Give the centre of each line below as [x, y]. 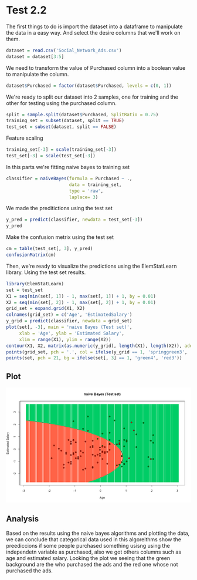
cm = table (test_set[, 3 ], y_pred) [50, 249]
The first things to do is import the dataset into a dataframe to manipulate [94, 26]
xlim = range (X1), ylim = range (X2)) [65, 339]
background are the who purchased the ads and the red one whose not [92, 564]
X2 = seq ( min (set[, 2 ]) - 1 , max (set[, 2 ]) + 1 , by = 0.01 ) [81, 302]
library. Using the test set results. [46, 272]
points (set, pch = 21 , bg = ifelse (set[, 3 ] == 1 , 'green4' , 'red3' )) [94, 358]
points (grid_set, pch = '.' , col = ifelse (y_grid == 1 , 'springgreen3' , [97, 352]
